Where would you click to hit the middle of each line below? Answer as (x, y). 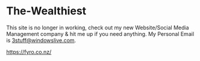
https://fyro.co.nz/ (29, 51)
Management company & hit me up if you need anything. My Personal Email (100, 33)
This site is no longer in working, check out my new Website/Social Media (98, 28)
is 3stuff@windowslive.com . (41, 40)
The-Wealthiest (46, 11)
